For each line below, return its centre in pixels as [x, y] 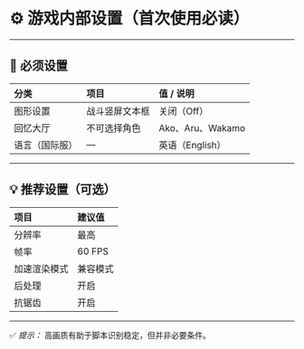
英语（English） [192, 145]
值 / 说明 [176, 93]
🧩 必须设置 [38, 66]
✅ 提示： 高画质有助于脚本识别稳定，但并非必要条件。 [110, 335]
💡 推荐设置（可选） [62, 189]
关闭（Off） [184, 111]
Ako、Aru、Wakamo [202, 127]
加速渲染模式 [42, 269]
